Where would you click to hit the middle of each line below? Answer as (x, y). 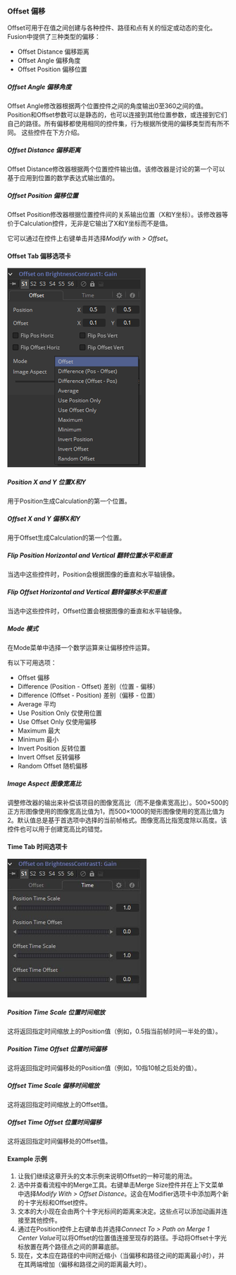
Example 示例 (27, 1158)
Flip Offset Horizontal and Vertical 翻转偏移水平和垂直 (87, 592)
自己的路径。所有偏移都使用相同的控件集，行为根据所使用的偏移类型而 (109, 124)
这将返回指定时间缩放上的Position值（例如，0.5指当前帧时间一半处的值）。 (114, 1031)
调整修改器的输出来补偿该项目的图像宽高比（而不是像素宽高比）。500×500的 (118, 802)
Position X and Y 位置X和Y (47, 482)
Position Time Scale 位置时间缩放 (56, 1012)
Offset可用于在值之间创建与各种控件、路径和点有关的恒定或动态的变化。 (112, 28)
